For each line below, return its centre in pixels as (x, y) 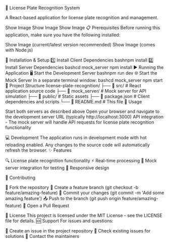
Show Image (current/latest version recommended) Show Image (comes (80, 45)
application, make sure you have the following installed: (63, 35)
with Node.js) (19, 50)
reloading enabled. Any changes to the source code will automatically (78, 145)
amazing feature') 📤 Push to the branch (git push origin (63, 198)
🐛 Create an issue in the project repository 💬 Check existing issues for (78, 231)
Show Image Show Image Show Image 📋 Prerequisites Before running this (83, 27)
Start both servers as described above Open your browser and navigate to (82, 111)
